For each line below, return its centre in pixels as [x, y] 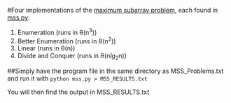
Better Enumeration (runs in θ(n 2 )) [66, 40]
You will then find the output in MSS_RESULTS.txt [78, 92]
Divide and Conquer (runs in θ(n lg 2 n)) [72, 57]
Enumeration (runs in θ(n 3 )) [57, 32]
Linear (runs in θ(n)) [46, 48]
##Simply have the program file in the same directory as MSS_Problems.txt [115, 71]
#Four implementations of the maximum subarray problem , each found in [113, 10]
